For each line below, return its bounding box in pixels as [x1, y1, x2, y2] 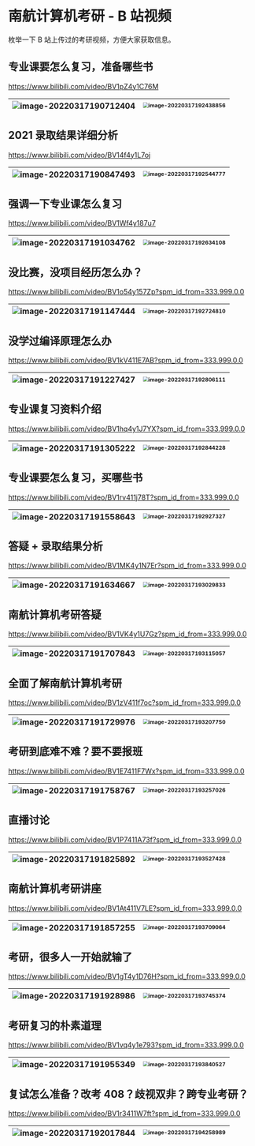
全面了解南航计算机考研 [8, 676, 122, 690]
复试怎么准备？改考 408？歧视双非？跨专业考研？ [8, 1087, 249, 1101]
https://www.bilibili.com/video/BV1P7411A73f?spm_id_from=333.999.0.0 [8, 834, 242, 845]
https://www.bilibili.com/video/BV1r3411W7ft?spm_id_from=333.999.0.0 [8, 1108, 241, 1118]
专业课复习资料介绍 [8, 403, 102, 416]
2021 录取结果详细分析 [8, 129, 118, 142]
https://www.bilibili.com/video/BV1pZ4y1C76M [8, 81, 159, 91]
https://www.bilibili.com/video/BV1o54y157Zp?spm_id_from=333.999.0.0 [8, 287, 245, 297]
